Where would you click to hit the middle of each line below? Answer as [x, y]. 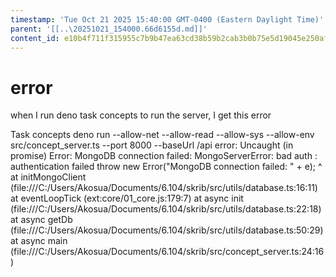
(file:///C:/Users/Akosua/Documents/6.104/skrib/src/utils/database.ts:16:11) [164, 188]
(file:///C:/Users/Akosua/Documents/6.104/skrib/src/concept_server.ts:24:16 [167, 252]
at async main [39, 241]
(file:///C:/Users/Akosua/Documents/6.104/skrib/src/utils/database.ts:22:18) [166, 209]
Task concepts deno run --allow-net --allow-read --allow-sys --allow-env [162, 135]
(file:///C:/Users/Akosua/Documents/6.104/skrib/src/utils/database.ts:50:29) [167, 230]
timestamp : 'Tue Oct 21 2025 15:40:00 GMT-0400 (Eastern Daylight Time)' [167, 19]
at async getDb [41, 220]
